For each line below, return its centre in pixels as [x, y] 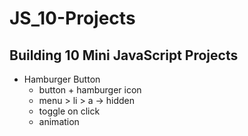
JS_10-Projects [72, 18]
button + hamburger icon [90, 90]
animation [59, 121]
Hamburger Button [62, 79]
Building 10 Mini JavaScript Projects [124, 55]
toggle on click [69, 111]
